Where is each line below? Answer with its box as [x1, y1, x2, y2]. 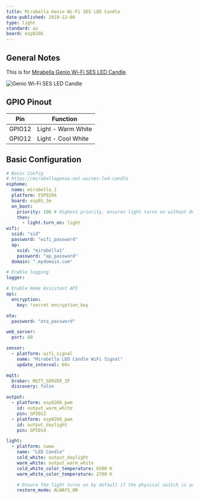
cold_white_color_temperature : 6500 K [17, 465, 113, 472]
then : [17, 214, 31, 220]
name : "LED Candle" [17, 449, 65, 455]
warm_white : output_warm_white [17, 460, 94, 466]
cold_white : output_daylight [17, 454, 89, 460]
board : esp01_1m [11, 198, 52, 204]
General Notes [6, 53, 60, 63]
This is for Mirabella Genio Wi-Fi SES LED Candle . [6, 68, 127, 75]
